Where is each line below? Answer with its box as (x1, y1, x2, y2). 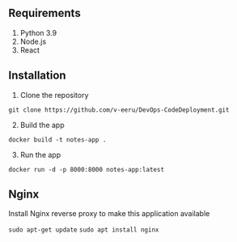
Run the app (19, 150, 61, 159)
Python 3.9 (19, 28, 57, 37)
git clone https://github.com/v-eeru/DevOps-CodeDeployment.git (8, 105, 230, 114)
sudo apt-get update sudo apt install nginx (8, 226, 159, 234)
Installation (8, 69, 66, 83)
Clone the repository (19, 90, 89, 100)
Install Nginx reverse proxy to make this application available (8, 209, 210, 219)
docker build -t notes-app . (8, 135, 107, 144)
